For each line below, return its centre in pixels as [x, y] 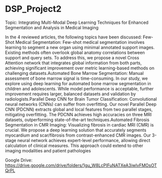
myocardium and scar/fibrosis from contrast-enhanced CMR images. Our [78, 135]
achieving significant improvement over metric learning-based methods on [80, 68]
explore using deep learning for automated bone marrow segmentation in [78, 83]
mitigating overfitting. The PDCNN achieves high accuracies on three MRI [78, 114]
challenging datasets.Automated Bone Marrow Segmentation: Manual [74, 73]
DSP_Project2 [33, 9]
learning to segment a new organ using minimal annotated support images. [80, 47]
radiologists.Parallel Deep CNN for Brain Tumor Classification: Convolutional [81, 99]
